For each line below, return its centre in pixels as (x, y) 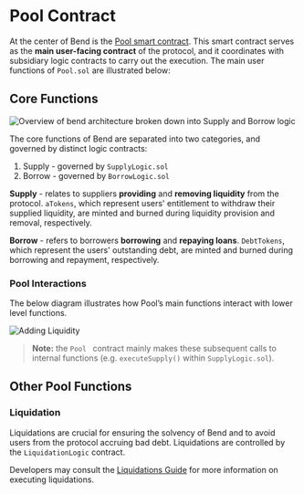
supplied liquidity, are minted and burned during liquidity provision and (142, 213)
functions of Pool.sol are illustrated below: (90, 70)
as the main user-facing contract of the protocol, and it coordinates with (147, 50)
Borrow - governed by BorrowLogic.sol (96, 175)
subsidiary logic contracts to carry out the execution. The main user (137, 60)
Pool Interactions (48, 283)
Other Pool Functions (71, 387)
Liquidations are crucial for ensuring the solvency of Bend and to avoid (142, 432)
